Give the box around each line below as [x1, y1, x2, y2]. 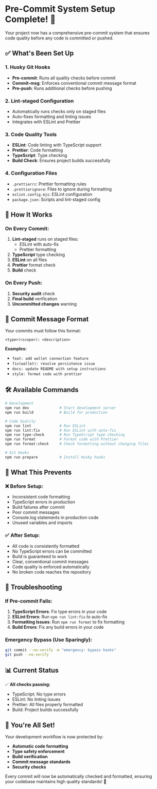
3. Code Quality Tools [5, 131, 57, 137]
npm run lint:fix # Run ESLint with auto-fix [5, 428, 117, 433]
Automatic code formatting [12, 743, 69, 749]
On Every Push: [5, 279, 43, 286]
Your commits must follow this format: [5, 328, 81, 334]
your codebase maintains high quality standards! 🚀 [5, 779, 107, 785]
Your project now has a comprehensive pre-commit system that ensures [5, 30, 150, 36]
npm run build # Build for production [5, 410, 108, 415]
